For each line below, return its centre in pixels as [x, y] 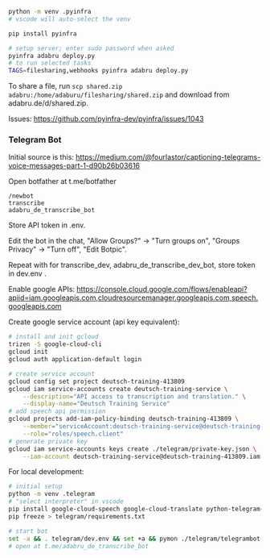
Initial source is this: [41, 157]
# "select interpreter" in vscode [66, 502]
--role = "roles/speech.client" [74, 434]
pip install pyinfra [43, 33]
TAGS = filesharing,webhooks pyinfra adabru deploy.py [98, 71]
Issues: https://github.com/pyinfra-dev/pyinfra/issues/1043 [106, 119]
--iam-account [46, 456]
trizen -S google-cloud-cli [55, 344]
